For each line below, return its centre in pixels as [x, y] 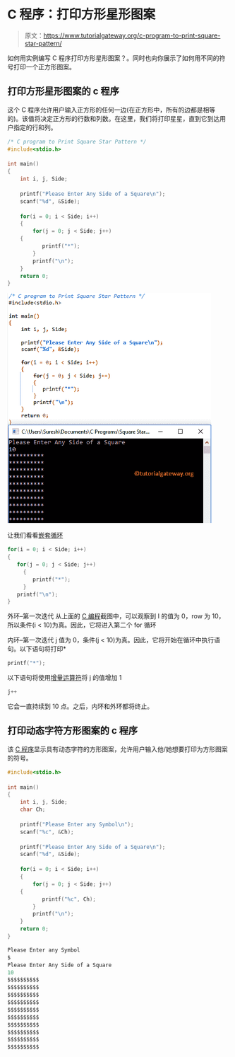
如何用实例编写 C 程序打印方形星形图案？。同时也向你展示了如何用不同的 [114, 58]
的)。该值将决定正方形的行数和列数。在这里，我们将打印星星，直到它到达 [114, 118]
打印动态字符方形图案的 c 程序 [73, 730]
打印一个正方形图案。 [44, 67]
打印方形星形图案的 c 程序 [64, 92]
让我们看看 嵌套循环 [35, 536]
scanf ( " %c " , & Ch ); [47, 832]
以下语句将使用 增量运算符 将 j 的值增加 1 [65, 678]
